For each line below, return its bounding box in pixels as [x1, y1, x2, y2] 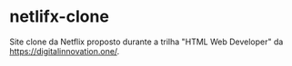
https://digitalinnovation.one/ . [9, 45, 120, 56]
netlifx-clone [9, 6, 109, 27]
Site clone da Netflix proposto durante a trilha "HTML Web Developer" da [9, 36, 284, 47]
